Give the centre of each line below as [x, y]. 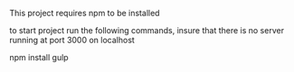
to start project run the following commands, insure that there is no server [147, 30]
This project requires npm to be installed [85, 13]
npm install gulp [39, 57]
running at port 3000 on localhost [72, 40]
